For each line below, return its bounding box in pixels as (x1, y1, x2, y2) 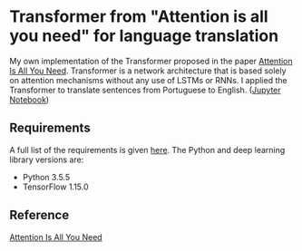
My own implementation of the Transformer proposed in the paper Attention (9, 55, 293, 66)
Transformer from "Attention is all (9, 6, 269, 27)
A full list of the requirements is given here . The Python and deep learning (9, 144, 286, 155)
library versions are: (9, 154, 84, 165)
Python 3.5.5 (22, 171, 71, 182)
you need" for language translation (9, 25, 279, 46)
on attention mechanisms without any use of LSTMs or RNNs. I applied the (9, 74, 287, 85)
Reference (9, 208, 70, 223)
